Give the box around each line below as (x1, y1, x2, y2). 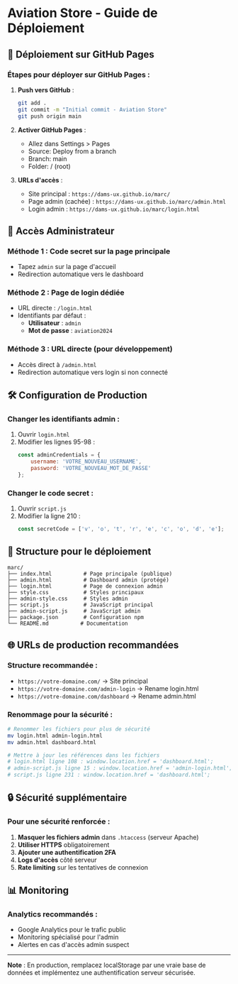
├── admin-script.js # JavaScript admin (7, 607, 141, 615)
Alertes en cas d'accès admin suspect (17, 941, 130, 949)
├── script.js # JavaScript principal (7, 601, 154, 608)
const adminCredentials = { (17, 452, 101, 459)
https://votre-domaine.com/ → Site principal (17, 677, 149, 685)
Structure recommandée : (7, 660, 98, 670)
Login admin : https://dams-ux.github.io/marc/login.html (28, 204, 200, 213)
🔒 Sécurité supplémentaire (7, 792, 127, 804)
